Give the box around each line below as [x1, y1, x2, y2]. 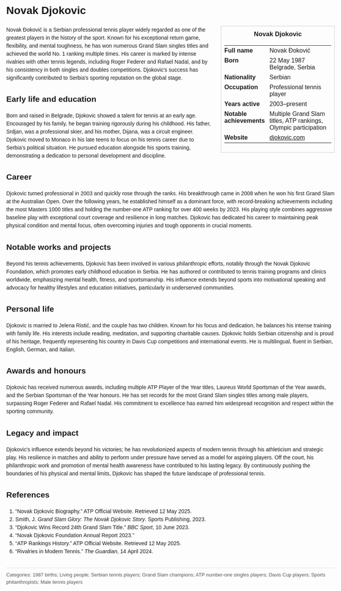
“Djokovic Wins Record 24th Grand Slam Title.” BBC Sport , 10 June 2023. [15, 524, 190, 531]
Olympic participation [269, 124, 326, 131]
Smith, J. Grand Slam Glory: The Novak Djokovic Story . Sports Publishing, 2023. [15, 515, 207, 523]
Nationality [224, 73, 256, 81]
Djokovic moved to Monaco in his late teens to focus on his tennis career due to [6, 136, 194, 143]
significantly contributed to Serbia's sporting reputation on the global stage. [6, 74, 183, 81]
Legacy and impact [6, 428, 79, 438]
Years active [224, 100, 260, 107]
